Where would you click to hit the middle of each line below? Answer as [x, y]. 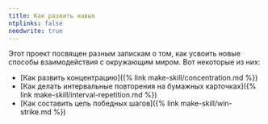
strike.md [36, 112]
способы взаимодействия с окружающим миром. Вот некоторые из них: [134, 62]
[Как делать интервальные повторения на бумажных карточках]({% [138, 86]
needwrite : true [36, 31]
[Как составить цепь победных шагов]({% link [99, 103]
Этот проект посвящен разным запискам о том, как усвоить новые [124, 54]
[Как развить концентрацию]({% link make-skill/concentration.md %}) [139, 78]
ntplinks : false [36, 23]
